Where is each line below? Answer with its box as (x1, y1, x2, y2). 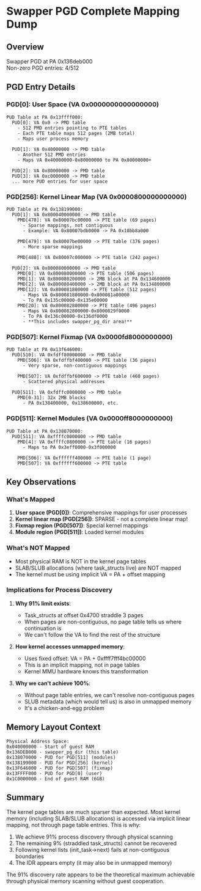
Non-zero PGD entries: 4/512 (6, 64, 79, 71)
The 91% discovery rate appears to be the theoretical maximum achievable (6, 871, 195, 878)
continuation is (24, 625, 62, 632)
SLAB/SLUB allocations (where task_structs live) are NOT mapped (15, 564, 181, 571)
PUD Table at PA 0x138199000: (6, 206, 84, 212)
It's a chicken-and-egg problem (24, 704, 105, 711)
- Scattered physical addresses (22, 379, 105, 385)
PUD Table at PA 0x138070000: (6, 428, 84, 435)
